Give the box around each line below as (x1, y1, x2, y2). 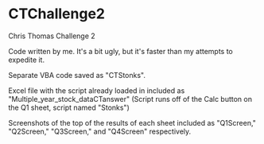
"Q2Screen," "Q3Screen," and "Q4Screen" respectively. (8, 126, 192, 136)
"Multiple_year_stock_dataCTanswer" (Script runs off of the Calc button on (8, 94, 253, 103)
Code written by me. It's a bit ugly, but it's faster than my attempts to (8, 46, 233, 56)
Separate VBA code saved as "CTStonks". (8, 70, 146, 80)
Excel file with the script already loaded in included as (8, 85, 185, 95)
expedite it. (8, 55, 45, 64)
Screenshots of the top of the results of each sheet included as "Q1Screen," (8, 118, 257, 127)
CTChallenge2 (8, 5, 106, 23)
